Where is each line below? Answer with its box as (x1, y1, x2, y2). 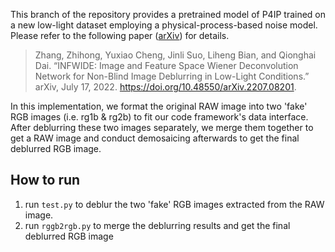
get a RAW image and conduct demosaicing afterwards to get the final (10, 132, 300, 144)
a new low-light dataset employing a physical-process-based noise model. (10, 19, 318, 31)
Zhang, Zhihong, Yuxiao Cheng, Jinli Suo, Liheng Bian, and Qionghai (34, 49, 317, 61)
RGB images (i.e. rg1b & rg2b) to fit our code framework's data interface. (10, 111, 309, 123)
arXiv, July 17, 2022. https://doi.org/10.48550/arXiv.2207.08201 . (34, 81, 297, 93)
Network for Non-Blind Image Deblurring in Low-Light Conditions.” (34, 70, 310, 82)
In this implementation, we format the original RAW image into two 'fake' (10, 100, 308, 112)
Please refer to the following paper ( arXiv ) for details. (10, 30, 230, 41)
